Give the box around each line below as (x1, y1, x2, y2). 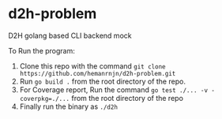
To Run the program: (8, 46, 75, 55)
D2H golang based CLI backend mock (8, 31, 132, 40)
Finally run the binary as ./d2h (19, 102, 119, 111)
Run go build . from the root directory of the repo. (19, 76, 186, 86)
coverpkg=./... (19, 95, 70, 102)
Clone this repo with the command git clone (19, 61, 166, 71)
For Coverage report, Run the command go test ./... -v (19, 84, 208, 95)
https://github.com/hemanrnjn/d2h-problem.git (19, 69, 176, 77)
